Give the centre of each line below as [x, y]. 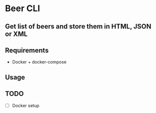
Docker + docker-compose [39, 62]
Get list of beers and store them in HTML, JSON [78, 26]
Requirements [27, 50]
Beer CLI [23, 8]
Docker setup [26, 105]
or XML [16, 34]
